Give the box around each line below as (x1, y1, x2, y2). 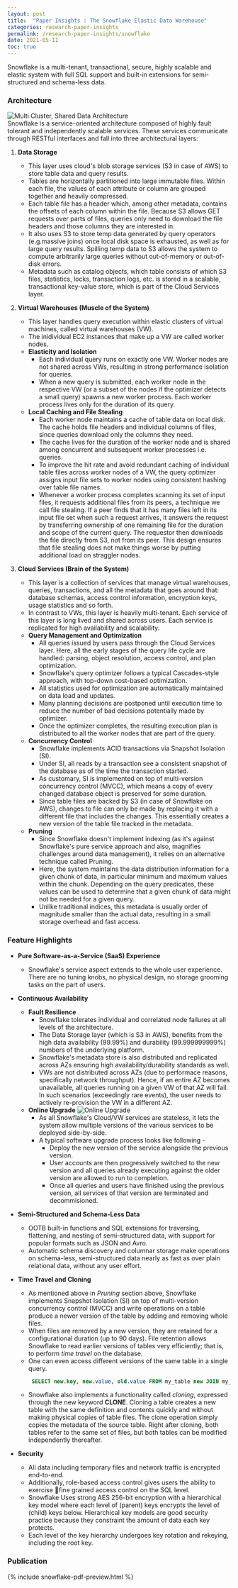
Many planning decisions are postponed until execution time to (38, 699, 222, 708)
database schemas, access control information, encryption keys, (28, 594, 217, 602)
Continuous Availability (17, 994, 89, 1002)
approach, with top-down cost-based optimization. (38, 677, 188, 685)
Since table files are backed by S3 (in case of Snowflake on (38, 797, 212, 806)
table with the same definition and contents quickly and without (28, 1406, 214, 1414)
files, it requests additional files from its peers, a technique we (38, 498, 220, 507)
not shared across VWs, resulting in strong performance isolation (38, 362, 229, 371)
